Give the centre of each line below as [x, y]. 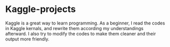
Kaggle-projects [41, 9]
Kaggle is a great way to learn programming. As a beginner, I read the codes [85, 23]
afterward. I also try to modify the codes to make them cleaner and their [81, 33]
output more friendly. [27, 39]
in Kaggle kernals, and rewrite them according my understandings [74, 28]
